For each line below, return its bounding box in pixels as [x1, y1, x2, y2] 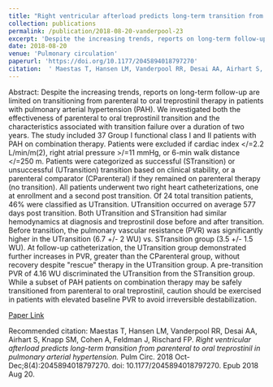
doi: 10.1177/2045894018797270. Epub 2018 [111, 360, 259, 370]
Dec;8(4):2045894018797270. [8, 360, 110, 370]
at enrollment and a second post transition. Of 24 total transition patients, [8, 190, 253, 200]
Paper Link [8, 310, 45, 320]
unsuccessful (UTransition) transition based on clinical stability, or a [8, 164, 236, 175]
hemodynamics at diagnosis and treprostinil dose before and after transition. [8, 216, 265, 226]
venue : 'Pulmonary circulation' [8, 50, 118, 58]
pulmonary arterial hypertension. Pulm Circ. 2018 [8, 351, 173, 362]
